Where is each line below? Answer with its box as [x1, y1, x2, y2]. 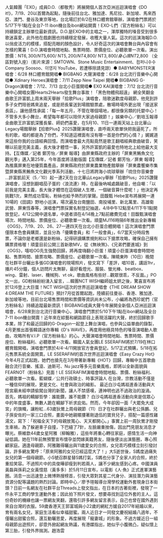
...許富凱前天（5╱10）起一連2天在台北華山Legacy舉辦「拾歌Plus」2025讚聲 [5, 175, 158, 180]
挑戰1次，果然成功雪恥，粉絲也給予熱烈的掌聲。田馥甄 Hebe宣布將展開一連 [5, 193, 155, 199]
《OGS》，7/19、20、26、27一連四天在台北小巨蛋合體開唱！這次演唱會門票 [5, 223, 155, 229]
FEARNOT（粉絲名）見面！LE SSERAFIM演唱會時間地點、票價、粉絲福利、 [5, 370, 154, 375]
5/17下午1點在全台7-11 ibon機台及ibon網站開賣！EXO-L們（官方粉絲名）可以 [5, 22, 157, 28]
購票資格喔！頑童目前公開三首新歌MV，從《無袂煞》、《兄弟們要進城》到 [5, 241, 148, 247]
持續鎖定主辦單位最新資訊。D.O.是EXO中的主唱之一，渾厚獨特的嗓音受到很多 [5, 29, 158, 34]
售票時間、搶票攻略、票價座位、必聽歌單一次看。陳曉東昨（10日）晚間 [13, 254, 154, 260]
